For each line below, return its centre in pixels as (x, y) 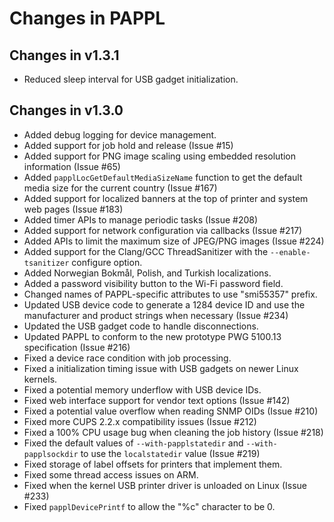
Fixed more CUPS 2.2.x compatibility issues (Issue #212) (140, 421)
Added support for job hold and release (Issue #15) (128, 145)
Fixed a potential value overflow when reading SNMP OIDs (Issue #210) (171, 411)
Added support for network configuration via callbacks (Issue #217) (163, 230)
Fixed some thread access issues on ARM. (111, 474)
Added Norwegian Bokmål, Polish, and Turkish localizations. (147, 273)
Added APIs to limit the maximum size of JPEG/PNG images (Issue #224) (174, 241)
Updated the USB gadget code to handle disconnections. (141, 326)
